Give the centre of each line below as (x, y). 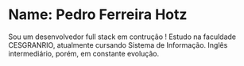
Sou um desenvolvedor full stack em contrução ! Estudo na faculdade (122, 37)
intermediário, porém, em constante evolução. (84, 53)
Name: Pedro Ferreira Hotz (98, 15)
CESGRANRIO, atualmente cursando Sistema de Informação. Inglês (118, 45)
